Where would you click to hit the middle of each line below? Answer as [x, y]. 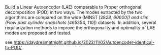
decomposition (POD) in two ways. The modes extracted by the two [74, 12]
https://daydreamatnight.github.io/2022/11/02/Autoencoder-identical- [84, 42]
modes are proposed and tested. [38, 33]
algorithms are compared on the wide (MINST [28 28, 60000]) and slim [77, 17]
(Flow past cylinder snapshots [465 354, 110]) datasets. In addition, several [81, 22]
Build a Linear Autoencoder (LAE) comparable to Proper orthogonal [73, 7]
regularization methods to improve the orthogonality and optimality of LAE [80, 28]
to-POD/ [14, 47]
